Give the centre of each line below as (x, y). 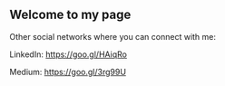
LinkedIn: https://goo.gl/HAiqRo (68, 54)
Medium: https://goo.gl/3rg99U (68, 72)
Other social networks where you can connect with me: (112, 36)
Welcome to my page (70, 15)
